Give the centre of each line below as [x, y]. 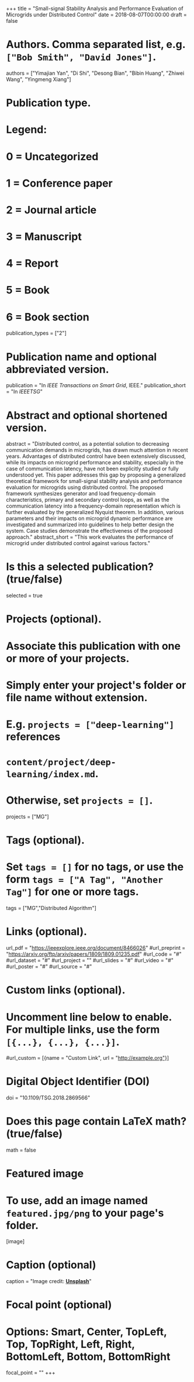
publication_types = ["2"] [36, 333]
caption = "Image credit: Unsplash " [49, 1281]
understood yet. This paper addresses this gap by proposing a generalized [96, 475]
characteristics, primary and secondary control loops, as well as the [88, 500]
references [33, 737]
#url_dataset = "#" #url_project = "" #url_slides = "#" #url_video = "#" [90, 960]
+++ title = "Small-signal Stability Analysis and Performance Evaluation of [95, 8]
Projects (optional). [54, 619]
